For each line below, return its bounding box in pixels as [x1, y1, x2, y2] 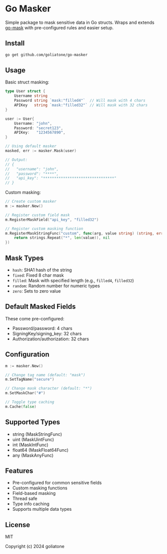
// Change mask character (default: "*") [5, 386, 92, 391]
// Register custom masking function [5, 226, 83, 231]
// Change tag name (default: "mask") [5, 372, 85, 378]
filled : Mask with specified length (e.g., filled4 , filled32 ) [12, 278, 134, 283]
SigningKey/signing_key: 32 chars [12, 330, 82, 336]
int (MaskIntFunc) [12, 442, 49, 448]
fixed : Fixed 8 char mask [12, 272, 64, 278]
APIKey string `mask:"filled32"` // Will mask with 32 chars [14, 103, 148, 108]
